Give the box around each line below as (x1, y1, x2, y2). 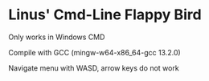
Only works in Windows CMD (8, 32, 105, 42)
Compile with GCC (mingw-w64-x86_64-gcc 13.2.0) (8, 47, 181, 57)
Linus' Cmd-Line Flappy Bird (8, 6, 203, 24)
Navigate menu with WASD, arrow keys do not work (8, 63, 179, 73)
